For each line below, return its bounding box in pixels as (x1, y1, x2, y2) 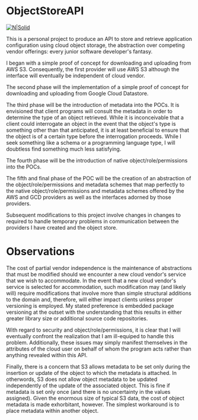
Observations (6, 245, 75, 259)
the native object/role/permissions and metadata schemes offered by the (6, 187, 184, 194)
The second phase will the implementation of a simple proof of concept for (6, 83, 189, 90)
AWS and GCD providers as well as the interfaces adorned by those (6, 193, 171, 201)
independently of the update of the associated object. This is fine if (6, 381, 170, 389)
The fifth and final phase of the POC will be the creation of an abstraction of (6, 174, 191, 182)
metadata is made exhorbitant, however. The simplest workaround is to (6, 400, 180, 408)
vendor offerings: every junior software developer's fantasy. (6, 47, 153, 55)
